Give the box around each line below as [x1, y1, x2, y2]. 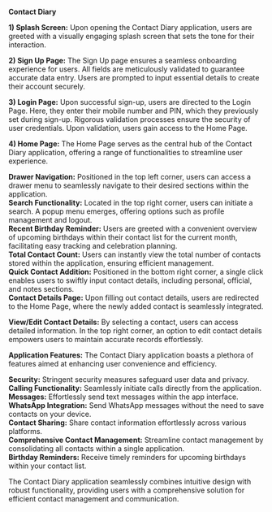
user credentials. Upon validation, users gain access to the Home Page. [8, 124, 248, 132]
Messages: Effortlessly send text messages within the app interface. [8, 392, 239, 401]
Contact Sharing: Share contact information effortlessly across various [8, 418, 247, 427]
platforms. [8, 427, 43, 436]
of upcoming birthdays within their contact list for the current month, [8, 232, 238, 242]
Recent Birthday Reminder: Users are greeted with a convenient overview [8, 223, 257, 233]
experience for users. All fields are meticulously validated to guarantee [8, 64, 245, 74]
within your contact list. [8, 461, 87, 471]
